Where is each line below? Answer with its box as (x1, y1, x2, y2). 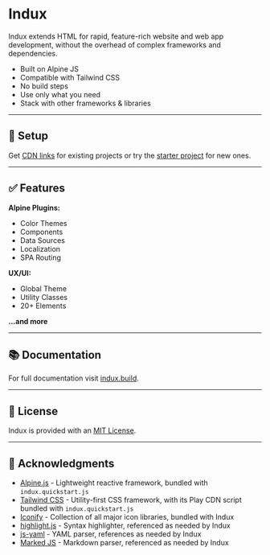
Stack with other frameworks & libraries (19, 98, 151, 108)
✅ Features (8, 182, 66, 195)
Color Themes (19, 218, 67, 228)
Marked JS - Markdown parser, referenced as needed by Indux (19, 538, 229, 547)
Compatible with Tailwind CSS (19, 72, 121, 82)
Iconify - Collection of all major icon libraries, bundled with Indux (19, 512, 235, 521)
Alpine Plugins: (8, 203, 60, 212)
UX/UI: (8, 268, 31, 277)
